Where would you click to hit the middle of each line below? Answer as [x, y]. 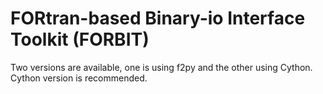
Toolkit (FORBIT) [80, 39]
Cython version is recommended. [79, 78]
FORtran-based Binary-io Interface [158, 18]
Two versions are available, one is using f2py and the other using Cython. [161, 67]
